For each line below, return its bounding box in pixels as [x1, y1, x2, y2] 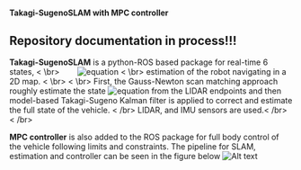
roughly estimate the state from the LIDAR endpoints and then [9, 85, 281, 96]
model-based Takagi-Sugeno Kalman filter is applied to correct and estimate [9, 95, 293, 106]
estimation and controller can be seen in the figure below [9, 151, 221, 162]
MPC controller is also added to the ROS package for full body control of [9, 131, 280, 143]
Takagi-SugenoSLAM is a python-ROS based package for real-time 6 [9, 57, 269, 67]
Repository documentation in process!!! [9, 32, 237, 49]
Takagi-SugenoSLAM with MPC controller [9, 7, 169, 18]
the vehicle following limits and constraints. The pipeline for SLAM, [9, 141, 256, 152]
